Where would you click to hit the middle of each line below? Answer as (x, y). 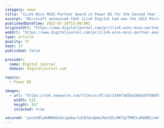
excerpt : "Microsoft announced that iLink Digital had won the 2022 (76, 19)
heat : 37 (14, 46)
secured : (14, 118)
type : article (20, 37)
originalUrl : (18, 28)
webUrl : (13, 32)
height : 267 (26, 104)
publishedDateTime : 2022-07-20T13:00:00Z (48, 23)
